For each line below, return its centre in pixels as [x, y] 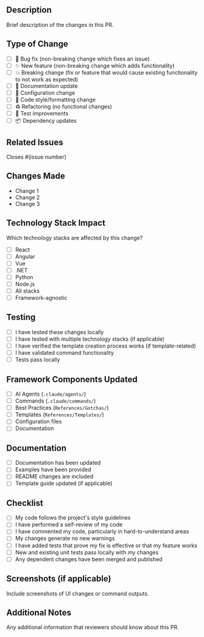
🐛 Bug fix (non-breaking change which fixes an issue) [83, 59]
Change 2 [27, 197]
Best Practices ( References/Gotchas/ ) [62, 408]
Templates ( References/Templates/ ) [60, 415]
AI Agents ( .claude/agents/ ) [51, 394]
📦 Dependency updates [46, 121]
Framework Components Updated [72, 379]
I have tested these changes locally [59, 332]
